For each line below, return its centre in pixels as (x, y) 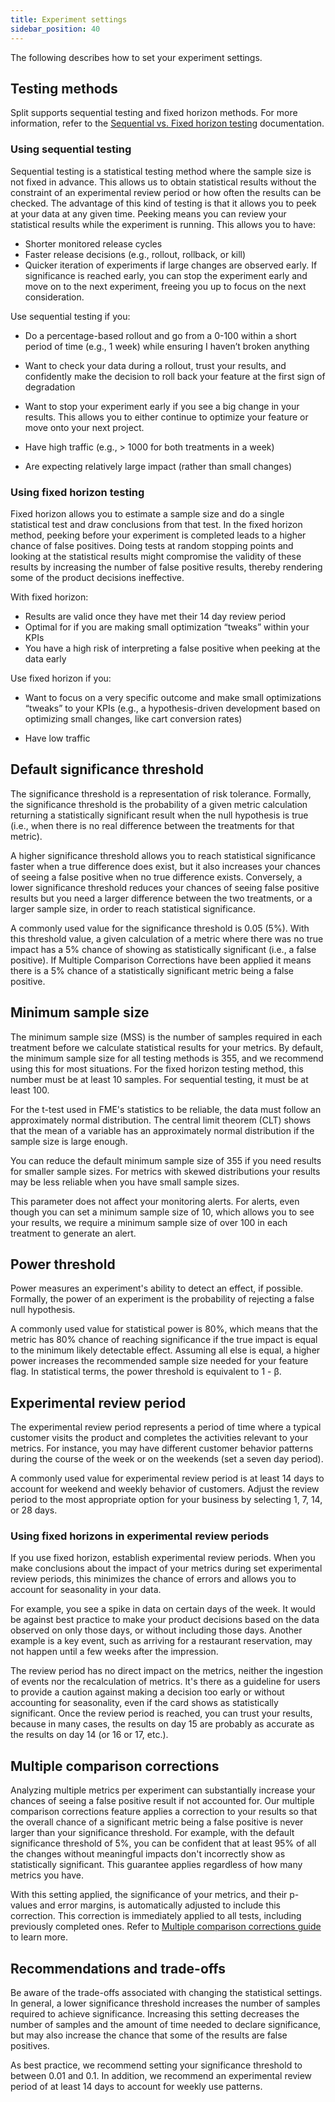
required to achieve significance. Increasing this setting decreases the (155, 2014)
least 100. (30, 1090)
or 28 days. (34, 1510)
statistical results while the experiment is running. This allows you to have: (163, 224)
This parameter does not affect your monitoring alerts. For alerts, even (155, 1201)
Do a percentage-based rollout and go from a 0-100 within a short (160, 335)
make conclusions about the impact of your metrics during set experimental (166, 1568)
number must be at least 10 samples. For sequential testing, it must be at (159, 1079)
